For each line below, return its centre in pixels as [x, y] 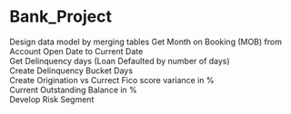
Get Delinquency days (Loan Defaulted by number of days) [120, 61]
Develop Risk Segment [52, 99]
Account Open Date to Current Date [76, 51]
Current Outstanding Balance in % [74, 90]
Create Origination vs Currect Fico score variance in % [112, 80]
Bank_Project [60, 17]
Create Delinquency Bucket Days [71, 71]
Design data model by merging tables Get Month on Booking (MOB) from [145, 42]
